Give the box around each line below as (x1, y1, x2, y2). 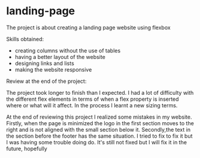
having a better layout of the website (14, 53, 106, 60)
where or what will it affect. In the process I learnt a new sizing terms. (6, 101, 178, 109)
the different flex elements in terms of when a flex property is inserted (6, 95, 179, 103)
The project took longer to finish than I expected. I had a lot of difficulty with (6, 89, 194, 96)
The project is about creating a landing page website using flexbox (6, 24, 171, 31)
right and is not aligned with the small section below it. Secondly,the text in (6, 126, 190, 133)
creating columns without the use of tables (14, 47, 121, 54)
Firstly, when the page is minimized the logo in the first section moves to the (6, 119, 195, 126)
